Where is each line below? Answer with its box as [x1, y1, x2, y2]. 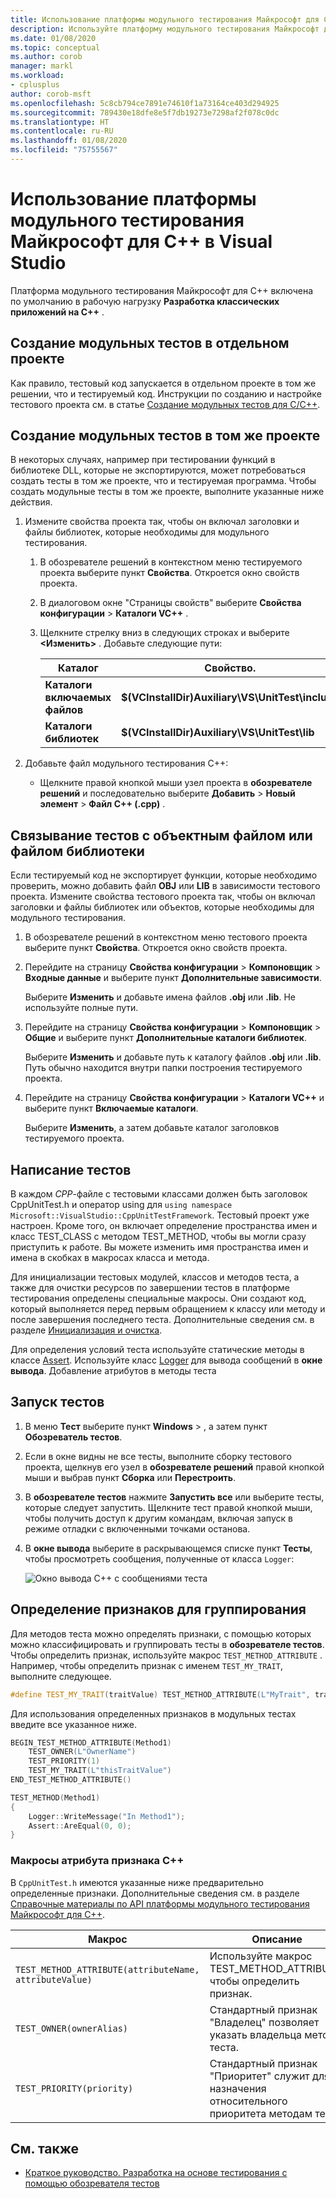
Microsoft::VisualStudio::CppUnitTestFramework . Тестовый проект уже [10, 1209, 310, 1221]
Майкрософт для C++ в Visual [10, 231, 273, 253]
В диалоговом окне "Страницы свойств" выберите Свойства [39, 597, 302, 609]
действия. [10, 496, 53, 508]
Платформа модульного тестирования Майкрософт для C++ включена [10, 284, 314, 296]
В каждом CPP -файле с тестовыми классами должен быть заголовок [10, 1188, 308, 1200]
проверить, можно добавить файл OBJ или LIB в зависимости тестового [10, 880, 321, 892]
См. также [10, 2141, 80, 2157]
